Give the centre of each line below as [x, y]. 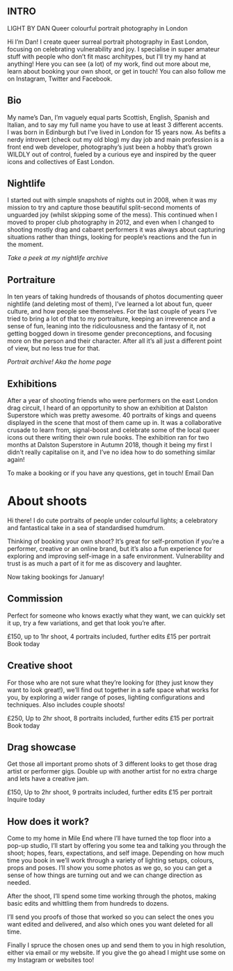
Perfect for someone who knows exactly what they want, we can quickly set [116, 616]
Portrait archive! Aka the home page [59, 362]
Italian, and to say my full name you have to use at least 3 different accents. [115, 125]
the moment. [25, 244]
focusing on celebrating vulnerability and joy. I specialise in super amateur [114, 49]
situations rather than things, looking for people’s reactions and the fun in [112, 237]
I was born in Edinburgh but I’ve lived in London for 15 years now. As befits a [116, 132]
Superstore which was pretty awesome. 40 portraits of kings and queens [112, 415]
